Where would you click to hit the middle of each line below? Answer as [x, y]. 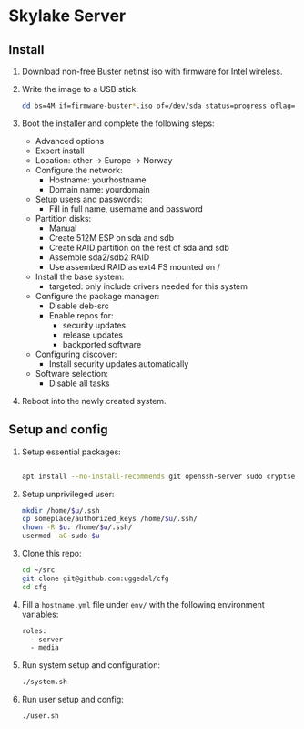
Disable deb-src [79, 306]
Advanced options [70, 141]
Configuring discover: [76, 354]
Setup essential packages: [71, 452]
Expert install [60, 151]
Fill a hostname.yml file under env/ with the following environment [143, 604]
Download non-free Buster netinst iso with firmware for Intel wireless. [152, 71]
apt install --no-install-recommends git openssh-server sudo [142, 476]
